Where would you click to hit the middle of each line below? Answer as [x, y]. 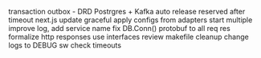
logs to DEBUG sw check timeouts [65, 45]
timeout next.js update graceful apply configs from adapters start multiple [130, 20]
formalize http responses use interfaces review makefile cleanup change [128, 37]
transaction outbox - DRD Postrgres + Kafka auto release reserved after [127, 12]
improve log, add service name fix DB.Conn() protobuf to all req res [119, 28]
